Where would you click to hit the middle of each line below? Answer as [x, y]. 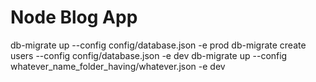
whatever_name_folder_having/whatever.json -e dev [118, 66]
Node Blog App [74, 17]
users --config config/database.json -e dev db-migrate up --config [149, 55]
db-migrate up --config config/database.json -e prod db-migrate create [158, 45]
